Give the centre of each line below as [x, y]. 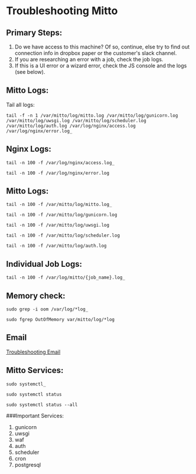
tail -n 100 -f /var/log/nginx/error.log [58, 173]
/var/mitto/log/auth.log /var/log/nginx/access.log [71, 126]
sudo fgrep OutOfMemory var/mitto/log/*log [61, 320]
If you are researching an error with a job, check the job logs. [89, 59]
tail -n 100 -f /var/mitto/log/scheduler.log [63, 236]
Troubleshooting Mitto [62, 11]
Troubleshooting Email [33, 352]
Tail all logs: [20, 104]
